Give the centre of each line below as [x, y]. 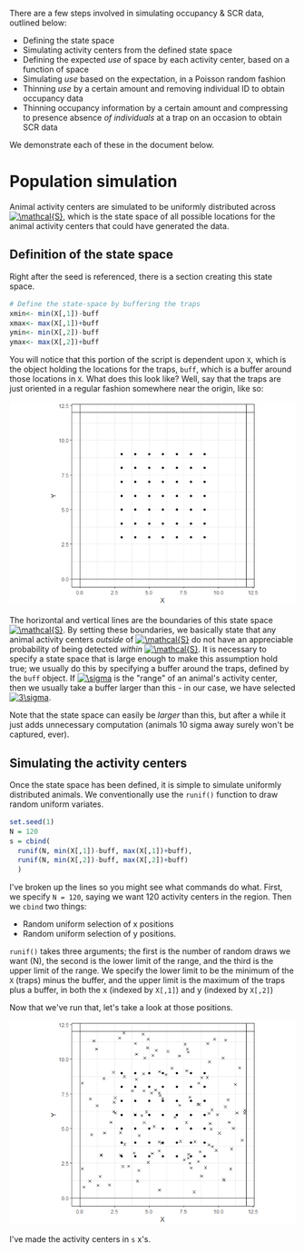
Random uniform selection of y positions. [99, 934]
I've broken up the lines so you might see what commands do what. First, [146, 887]
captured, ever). [39, 734]
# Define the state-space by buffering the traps [105, 303]
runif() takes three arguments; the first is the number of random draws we [150, 951]
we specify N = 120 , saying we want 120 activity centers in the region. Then [151, 897]
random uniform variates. [57, 804]
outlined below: [38, 23]
